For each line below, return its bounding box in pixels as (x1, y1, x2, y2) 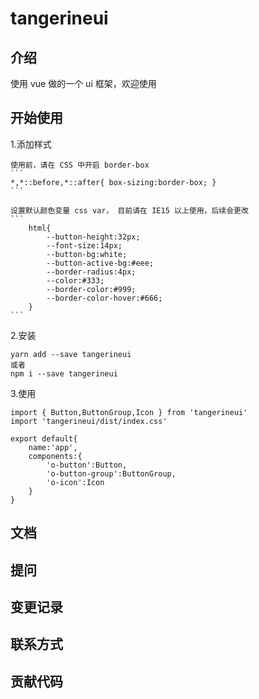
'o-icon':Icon (46, 477, 105, 487)
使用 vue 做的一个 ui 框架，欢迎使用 (10, 78, 157, 89)
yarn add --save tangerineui (10, 349, 132, 359)
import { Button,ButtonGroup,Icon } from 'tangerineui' (10, 407, 248, 417)
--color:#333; (46, 275, 105, 286)
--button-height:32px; (46, 232, 141, 242)
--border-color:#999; (46, 284, 137, 294)
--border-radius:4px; (46, 267, 137, 277)
